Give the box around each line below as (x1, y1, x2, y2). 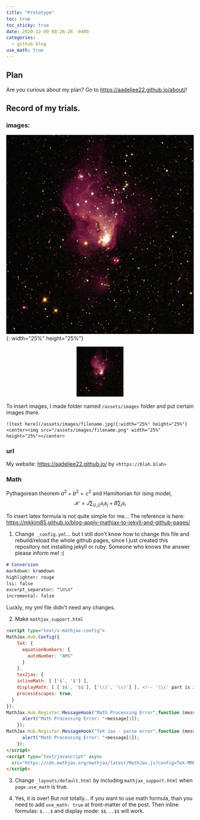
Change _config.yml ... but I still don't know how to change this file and (14, 530, 189, 537)
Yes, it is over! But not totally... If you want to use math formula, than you (14, 795, 193, 802)
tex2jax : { (17, 672, 44, 678)
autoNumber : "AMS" (27, 653, 73, 659)
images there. (6, 409, 40, 416)
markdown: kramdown (6, 568, 55, 574)
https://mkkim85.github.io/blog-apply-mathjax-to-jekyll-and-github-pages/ (6, 519, 190, 526)
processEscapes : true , (17, 691, 73, 697)
